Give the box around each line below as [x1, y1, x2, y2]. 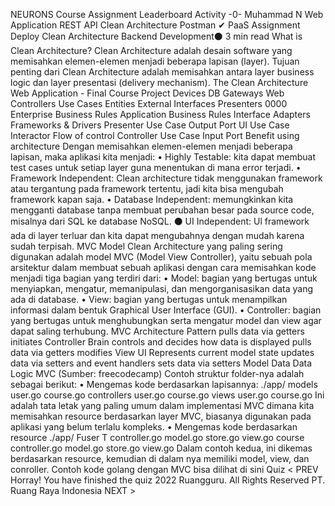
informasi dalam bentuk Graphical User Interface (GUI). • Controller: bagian [10, 304, 322, 316]
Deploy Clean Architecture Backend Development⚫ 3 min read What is [10, 30, 303, 42]
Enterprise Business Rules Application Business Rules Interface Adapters [10, 109, 311, 120]
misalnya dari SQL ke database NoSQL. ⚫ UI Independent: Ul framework [10, 215, 310, 227]
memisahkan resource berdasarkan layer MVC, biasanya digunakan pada [10, 410, 312, 422]
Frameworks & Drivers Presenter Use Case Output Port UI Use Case [10, 119, 290, 131]
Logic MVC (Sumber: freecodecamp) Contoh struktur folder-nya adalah [10, 368, 305, 379]
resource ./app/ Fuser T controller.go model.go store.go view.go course [10, 432, 305, 443]
